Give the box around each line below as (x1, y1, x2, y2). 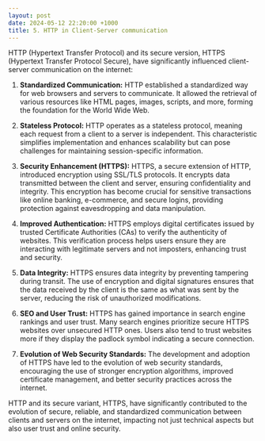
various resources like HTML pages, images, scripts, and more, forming (19, 97, 253, 107)
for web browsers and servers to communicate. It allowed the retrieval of (19, 89, 257, 98)
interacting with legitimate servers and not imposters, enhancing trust (19, 244, 247, 254)
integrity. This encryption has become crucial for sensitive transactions (19, 187, 252, 197)
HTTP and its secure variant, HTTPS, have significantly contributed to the (8, 398, 248, 408)
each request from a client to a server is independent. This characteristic (19, 129, 257, 139)
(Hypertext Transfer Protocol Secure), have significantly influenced (8, 56, 227, 66)
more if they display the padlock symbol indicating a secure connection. (19, 334, 255, 343)
